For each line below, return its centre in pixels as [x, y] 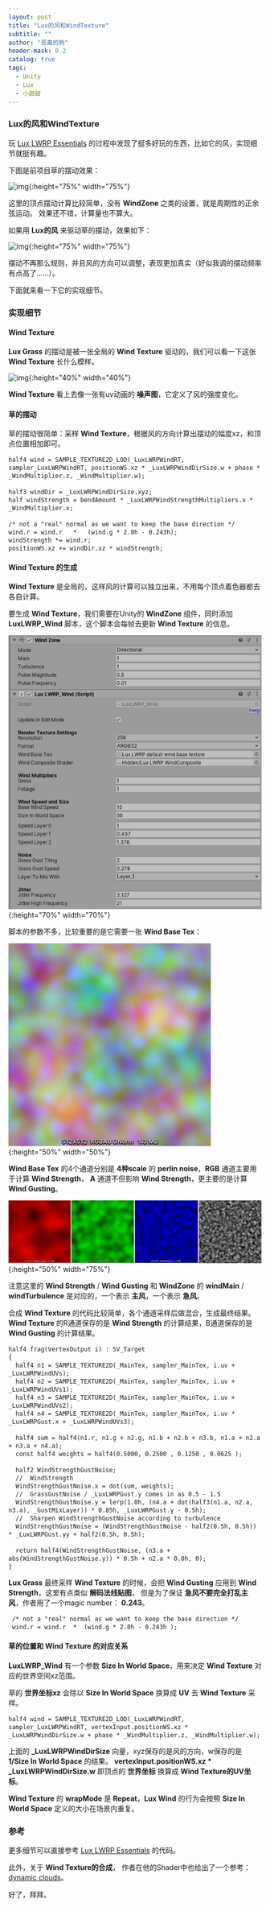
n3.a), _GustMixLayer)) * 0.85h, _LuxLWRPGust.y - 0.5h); [107, 1511]
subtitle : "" [30, 34]
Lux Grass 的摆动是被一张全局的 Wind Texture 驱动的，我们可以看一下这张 [133, 351]
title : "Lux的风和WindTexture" [59, 25]
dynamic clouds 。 [38, 1877]
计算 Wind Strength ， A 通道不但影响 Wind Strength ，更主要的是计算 [131, 1178]
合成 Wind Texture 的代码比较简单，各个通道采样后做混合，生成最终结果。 [132, 1313]
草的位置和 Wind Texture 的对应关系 [68, 1646]
